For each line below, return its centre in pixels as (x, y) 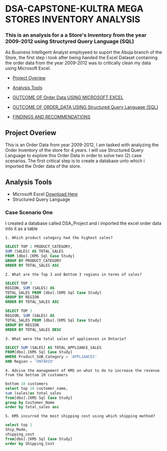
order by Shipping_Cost (30, 443)
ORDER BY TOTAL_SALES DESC (33, 329)
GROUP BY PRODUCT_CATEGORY (33, 261)
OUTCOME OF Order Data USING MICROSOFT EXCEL (68, 97)
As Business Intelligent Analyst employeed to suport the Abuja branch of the (84, 52)
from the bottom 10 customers (37, 375)
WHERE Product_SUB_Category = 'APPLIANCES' (51, 357)
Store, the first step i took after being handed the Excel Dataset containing (81, 58)
